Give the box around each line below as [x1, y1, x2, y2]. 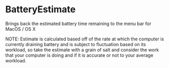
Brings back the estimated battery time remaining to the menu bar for [5, 20, 152, 27]
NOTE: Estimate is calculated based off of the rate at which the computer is [5, 36, 164, 42]
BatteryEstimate [5, 4, 76, 15]
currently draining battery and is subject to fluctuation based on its [5, 41, 146, 47]
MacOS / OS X [5, 26, 36, 32]
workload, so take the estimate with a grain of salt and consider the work [5, 47, 159, 53]
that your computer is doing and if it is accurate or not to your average [5, 52, 154, 58]
